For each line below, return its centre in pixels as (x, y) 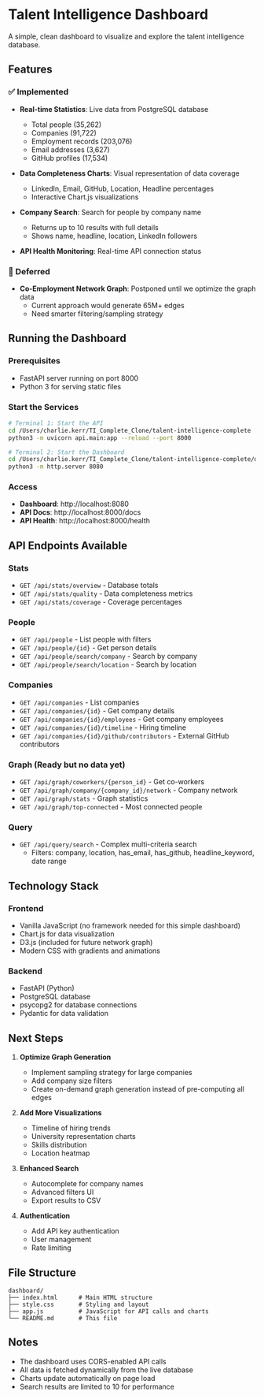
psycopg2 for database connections (78, 1005)
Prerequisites (34, 361)
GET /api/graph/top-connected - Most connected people (111, 807)
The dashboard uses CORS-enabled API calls (93, 1361)
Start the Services (44, 407)
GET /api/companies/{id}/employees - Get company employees (121, 719)
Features (30, 70)
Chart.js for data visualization (67, 934)
